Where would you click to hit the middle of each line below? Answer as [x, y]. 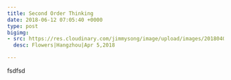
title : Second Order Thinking [51, 13]
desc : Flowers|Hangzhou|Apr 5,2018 [64, 45]
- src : [16, 39]
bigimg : [18, 32]
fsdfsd [16, 70]
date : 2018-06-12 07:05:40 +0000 [55, 20]
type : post [23, 26]
